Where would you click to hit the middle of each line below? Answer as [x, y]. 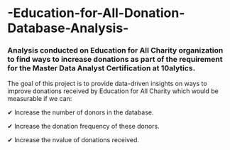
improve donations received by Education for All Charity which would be [113, 91]
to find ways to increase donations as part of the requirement [115, 60]
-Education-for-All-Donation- [96, 13]
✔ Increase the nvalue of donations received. [73, 140]
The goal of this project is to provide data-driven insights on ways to [107, 84]
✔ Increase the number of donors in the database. [81, 112]
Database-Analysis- [68, 28]
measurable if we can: [40, 99]
